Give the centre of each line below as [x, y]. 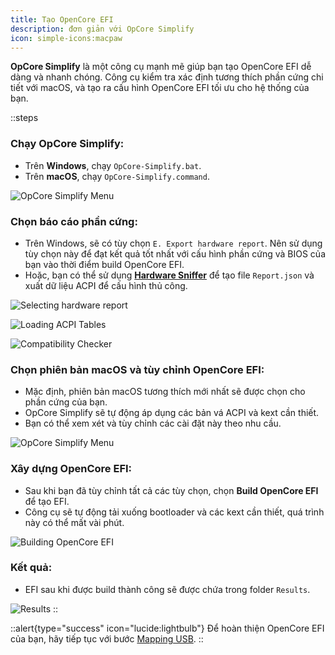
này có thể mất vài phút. [74, 522]
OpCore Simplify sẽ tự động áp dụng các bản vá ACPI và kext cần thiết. [172, 413]
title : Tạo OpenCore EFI [62, 19]
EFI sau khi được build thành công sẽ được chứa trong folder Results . [167, 589]
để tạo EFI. [47, 501]
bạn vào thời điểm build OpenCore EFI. [104, 264]
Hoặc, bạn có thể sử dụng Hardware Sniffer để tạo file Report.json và [169, 275]
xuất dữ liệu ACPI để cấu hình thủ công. [106, 285]
